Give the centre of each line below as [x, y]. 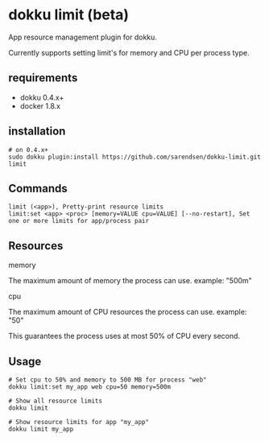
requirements [43, 78]
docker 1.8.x [40, 105]
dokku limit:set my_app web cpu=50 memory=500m [90, 387]
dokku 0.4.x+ [42, 97]
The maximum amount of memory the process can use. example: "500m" [130, 281]
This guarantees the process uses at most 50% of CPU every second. [124, 336]
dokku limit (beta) [69, 15]
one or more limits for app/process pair [79, 221]
